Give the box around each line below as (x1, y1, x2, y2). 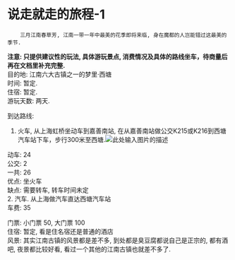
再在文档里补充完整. (7, 61, 66, 69)
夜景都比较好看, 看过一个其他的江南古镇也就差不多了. (16, 244, 171, 253)
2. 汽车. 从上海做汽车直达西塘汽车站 (7, 194, 112, 203)
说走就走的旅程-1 (7, 6, 106, 23)
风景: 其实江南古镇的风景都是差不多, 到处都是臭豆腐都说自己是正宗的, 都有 (7, 236, 222, 244)
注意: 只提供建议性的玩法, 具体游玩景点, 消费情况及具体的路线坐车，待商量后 (7, 52, 228, 61)
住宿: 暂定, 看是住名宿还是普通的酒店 (7, 227, 114, 235)
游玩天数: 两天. (7, 96, 51, 105)
